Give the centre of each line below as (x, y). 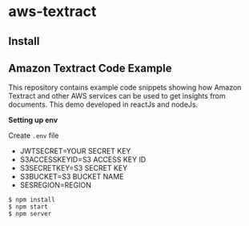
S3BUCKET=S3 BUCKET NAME (72, 177)
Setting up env (33, 120)
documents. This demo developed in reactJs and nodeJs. (103, 105)
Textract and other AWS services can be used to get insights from (117, 96)
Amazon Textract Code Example (90, 68)
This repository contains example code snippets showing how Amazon (125, 87)
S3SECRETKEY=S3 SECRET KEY (74, 168)
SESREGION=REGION (56, 185)
